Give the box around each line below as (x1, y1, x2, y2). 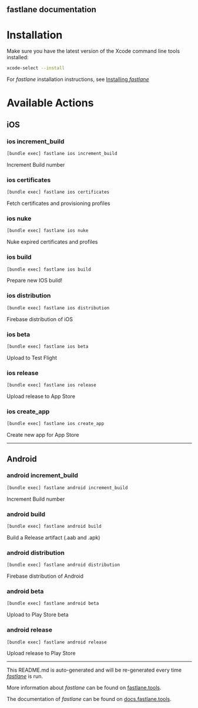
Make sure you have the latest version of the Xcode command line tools (6, 48, 180, 55)
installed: (6, 54, 29, 61)
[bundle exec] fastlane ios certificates (6, 189, 110, 195)
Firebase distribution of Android (6, 572, 84, 580)
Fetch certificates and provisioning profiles (6, 200, 110, 207)
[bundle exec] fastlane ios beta (6, 343, 89, 349)
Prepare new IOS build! (6, 277, 63, 284)
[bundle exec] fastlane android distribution (6, 562, 120, 568)
